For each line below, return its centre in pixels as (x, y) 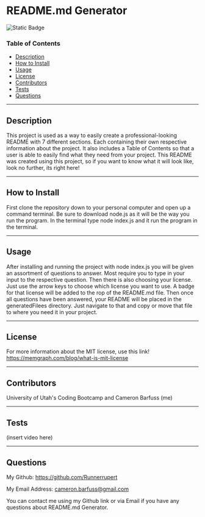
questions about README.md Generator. (57, 507)
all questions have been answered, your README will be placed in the (94, 299)
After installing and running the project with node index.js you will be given (100, 266)
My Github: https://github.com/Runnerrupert (62, 477)
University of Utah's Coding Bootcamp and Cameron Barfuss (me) (89, 398)
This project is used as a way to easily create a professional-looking (92, 136)
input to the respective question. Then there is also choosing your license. (99, 279)
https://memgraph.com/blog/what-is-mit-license (67, 358)
